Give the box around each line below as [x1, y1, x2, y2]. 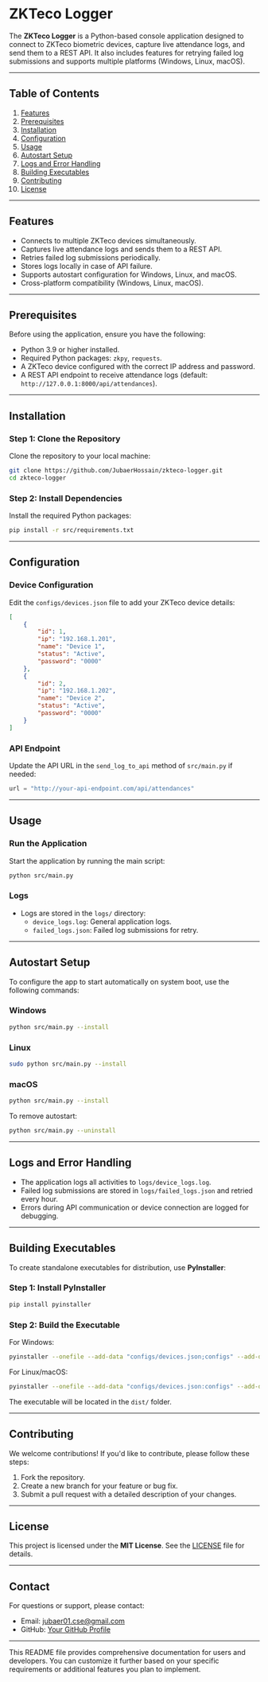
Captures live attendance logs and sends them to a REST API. [20, 244, 223, 254]
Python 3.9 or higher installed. [20, 345, 120, 355]
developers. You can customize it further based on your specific [9, 1656, 219, 1666]
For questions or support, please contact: [9, 1601, 145, 1610]
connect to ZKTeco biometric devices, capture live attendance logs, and [9, 39, 245, 49]
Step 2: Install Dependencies [9, 492, 122, 503]
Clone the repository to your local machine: [9, 451, 151, 461]
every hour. [20, 1194, 59, 1203]
